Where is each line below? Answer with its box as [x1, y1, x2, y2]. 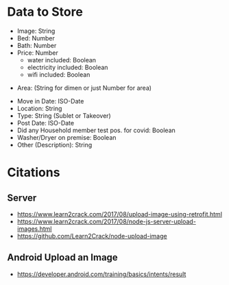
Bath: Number [16, 41, 57, 49]
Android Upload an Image [7, 251, 118, 264]
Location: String [16, 104, 62, 112]
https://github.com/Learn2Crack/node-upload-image [16, 232, 167, 240]
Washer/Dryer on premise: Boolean [16, 133, 117, 141]
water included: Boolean [27, 55, 97, 64]
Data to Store [7, 4, 84, 20]
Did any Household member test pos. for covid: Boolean [16, 126, 176, 134]
